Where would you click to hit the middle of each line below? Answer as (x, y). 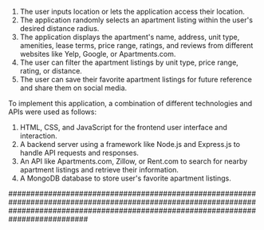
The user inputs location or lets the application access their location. (132, 12)
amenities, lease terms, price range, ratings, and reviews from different (136, 46)
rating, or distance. (51, 71)
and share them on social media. (73, 88)
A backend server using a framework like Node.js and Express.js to (130, 144)
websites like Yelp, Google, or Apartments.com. (98, 54)
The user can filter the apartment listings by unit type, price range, (129, 62)
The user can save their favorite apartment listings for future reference (136, 79)
